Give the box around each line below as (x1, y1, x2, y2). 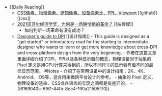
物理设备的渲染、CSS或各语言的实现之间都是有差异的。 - (17, 80, 133, 86)
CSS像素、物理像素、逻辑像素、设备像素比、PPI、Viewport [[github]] (17, 10, 157, 16)
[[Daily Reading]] (9, 4, 44, 10)
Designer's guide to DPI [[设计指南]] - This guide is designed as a (17, 34, 150, 39)
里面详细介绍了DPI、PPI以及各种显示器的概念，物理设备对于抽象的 (17, 56, 152, 61)
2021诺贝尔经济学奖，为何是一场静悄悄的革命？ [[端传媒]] (17, 21, 134, 27)
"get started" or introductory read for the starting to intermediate (17, 39, 148, 44)
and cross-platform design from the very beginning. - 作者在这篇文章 (17, 50, 157, 56)
